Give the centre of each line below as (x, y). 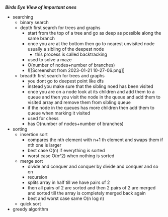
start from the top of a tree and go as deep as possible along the (94, 33)
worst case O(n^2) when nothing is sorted (71, 156)
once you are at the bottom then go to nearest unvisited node (91, 44)
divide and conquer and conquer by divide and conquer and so (93, 166)
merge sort (31, 161)
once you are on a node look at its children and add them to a (91, 92)
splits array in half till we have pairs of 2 (69, 182)
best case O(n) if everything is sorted (66, 150)
